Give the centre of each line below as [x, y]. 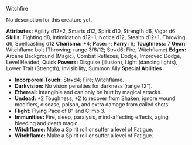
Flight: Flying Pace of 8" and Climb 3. [60, 111]
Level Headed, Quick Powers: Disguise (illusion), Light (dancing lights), [92, 62]
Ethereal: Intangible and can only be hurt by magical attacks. [88, 92]
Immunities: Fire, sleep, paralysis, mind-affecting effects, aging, [92, 117]
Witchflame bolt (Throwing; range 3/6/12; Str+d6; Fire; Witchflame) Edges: [96, 50]
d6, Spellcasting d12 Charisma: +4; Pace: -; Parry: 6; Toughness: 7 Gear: [96, 44]
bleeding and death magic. [47, 123]
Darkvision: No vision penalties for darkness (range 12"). [83, 86]
